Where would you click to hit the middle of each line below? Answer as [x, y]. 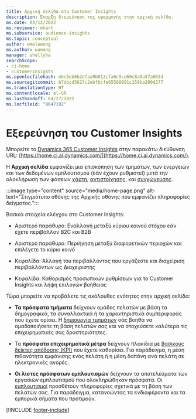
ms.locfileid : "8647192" [36, 104]
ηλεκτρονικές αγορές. [42, 362]
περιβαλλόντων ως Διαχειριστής [55, 267]
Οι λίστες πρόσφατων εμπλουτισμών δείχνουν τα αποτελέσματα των [101, 374]
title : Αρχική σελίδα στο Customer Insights [61, 11]
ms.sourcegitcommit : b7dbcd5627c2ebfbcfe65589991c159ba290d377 [85, 83]
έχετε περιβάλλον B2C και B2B [53, 232]
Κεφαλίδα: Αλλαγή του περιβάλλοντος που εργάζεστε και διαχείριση [99, 261]
